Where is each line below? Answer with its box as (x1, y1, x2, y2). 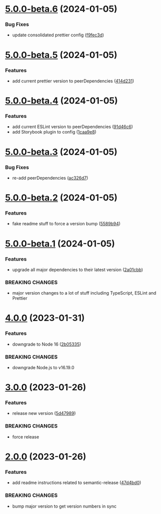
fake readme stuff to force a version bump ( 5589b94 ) (12, 221, 121, 227)
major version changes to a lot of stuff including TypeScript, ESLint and (12, 290, 157, 296)
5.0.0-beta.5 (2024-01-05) (5, 49, 118, 60)
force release (12, 433, 39, 440)
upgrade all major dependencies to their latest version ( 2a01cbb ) (12, 267, 143, 272)
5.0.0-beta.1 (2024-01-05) (5, 238, 115, 249)
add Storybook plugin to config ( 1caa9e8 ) (12, 129, 97, 135)
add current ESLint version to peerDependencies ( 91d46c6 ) (12, 124, 134, 130)
